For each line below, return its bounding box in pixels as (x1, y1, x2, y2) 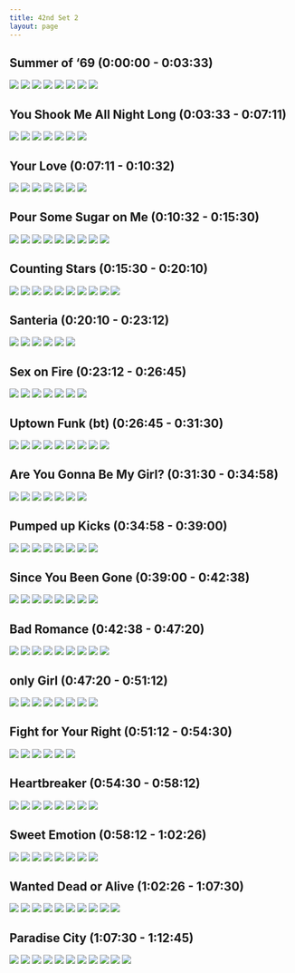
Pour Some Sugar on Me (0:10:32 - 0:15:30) (9, 209, 260, 225)
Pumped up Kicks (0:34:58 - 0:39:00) (9, 519, 228, 534)
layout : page (9, 22, 59, 31)
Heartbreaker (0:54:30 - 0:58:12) (9, 776, 201, 792)
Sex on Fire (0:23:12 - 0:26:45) (9, 364, 187, 379)
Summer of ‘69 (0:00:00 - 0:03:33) (9, 55, 214, 71)
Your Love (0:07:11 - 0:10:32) (9, 158, 175, 173)
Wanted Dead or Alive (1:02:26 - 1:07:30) (9, 879, 244, 894)
